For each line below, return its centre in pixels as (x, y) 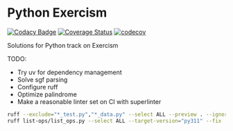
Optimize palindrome (47, 94)
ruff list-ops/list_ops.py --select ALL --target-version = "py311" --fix (114, 121)
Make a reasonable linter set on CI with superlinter (89, 101)
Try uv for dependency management (70, 72)
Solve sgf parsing (42, 79)
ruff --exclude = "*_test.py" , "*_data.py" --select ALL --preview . (105, 114)
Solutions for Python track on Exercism (63, 45)
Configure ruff (37, 87)
